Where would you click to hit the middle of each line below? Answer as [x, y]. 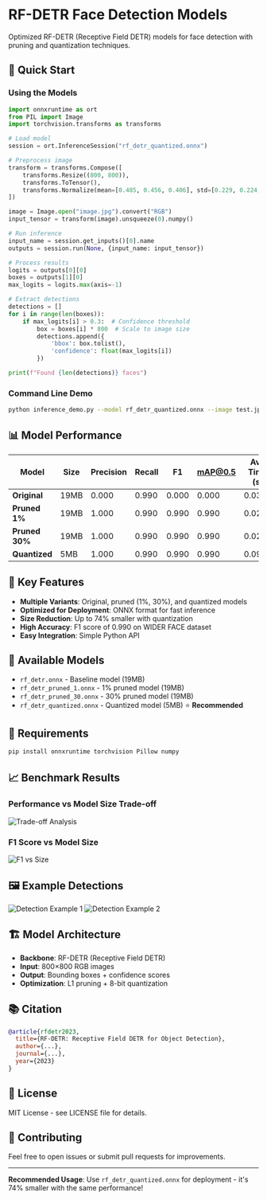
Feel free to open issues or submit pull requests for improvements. [117, 1157]
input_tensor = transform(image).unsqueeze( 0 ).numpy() [101, 219]
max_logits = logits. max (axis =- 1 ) [66, 285]
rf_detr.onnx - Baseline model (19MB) [82, 679]
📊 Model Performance [65, 436]
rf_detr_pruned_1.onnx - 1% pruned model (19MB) [102, 688]
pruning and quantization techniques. [70, 45]
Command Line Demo [50, 393]
